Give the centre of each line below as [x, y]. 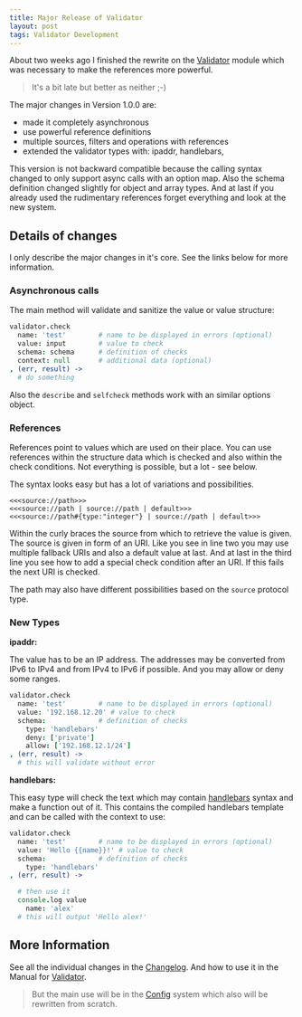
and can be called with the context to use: [87, 817]
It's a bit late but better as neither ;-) [99, 88]
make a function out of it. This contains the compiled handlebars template [147, 807]
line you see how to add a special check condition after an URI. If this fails [147, 562]
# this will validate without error [86, 763]
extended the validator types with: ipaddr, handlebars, [123, 151]
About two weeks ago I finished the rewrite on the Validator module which [147, 61]
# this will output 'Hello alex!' [82, 917]
